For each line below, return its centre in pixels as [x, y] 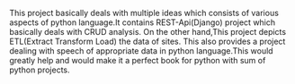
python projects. [40, 70]
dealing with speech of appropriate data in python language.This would [141, 51]
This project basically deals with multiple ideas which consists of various [144, 13]
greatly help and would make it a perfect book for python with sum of [138, 60]
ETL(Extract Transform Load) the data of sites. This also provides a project [147, 41]
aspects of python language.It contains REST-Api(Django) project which [143, 22]
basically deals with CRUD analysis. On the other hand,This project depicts [147, 32]
